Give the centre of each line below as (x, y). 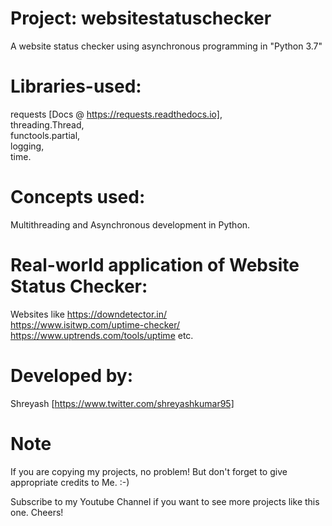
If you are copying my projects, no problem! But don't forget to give (149, 471)
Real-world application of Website (155, 265)
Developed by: (72, 375)
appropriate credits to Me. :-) (70, 482)
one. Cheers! (37, 512)
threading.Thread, (47, 124)
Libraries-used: (76, 86)
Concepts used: (78, 197)
